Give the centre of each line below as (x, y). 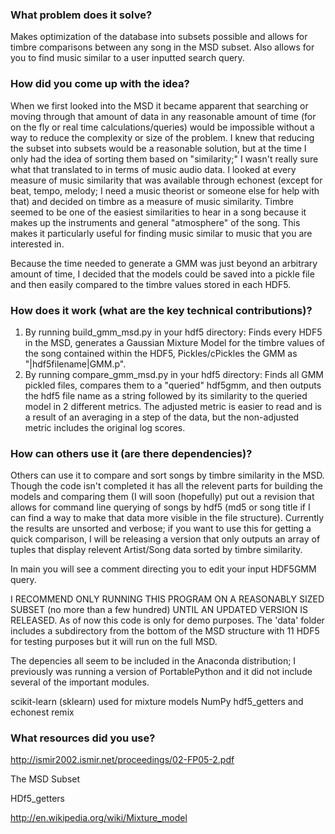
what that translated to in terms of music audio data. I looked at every (153, 169)
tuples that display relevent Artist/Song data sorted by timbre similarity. (156, 550)
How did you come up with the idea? (100, 84)
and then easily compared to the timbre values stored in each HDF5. (151, 284)
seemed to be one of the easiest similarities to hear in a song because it (158, 212)
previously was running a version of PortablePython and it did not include (161, 672)
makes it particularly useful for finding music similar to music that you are (161, 233)
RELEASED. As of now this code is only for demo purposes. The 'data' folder (167, 620)
